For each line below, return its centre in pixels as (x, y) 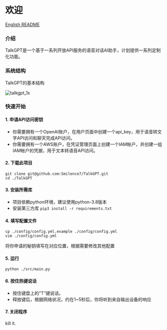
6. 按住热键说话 (21, 281)
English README (22, 24)
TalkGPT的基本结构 (25, 83)
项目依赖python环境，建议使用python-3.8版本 (59, 202)
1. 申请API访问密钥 (24, 120)
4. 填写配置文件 (21, 221)
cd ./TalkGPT (19, 178)
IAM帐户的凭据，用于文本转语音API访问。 (55, 150)
